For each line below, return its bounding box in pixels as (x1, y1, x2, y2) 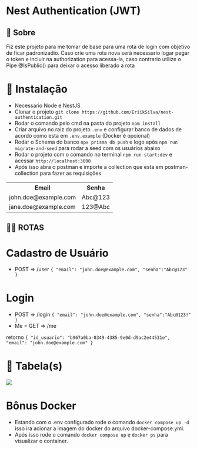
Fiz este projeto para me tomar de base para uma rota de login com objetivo (6, 43, 191, 50)
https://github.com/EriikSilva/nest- (81, 109, 174, 115)
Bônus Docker (6, 399, 76, 413)
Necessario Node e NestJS (14, 102, 81, 109)
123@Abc (81, 202, 111, 211)
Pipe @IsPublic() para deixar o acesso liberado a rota (6, 62, 135, 69)
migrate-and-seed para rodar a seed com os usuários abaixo (14, 144, 161, 151)
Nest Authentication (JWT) (6, 4, 141, 18)
